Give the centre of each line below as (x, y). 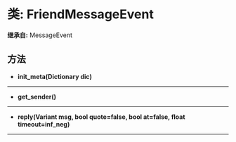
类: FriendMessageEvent (81, 14)
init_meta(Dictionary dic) (55, 76)
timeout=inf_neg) (44, 124)
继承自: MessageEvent (40, 35)
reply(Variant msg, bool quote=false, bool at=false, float (101, 117)
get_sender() (37, 97)
